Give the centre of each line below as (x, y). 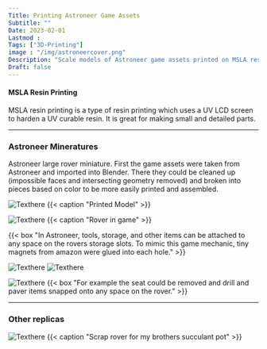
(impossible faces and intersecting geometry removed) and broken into (125, 181)
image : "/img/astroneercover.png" (67, 52)
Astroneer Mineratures (53, 146)
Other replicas (37, 320)
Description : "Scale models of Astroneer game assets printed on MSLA (128, 60)
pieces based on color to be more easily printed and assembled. (113, 189)
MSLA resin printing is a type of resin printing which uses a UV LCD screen (131, 110)
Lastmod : (25, 38)
